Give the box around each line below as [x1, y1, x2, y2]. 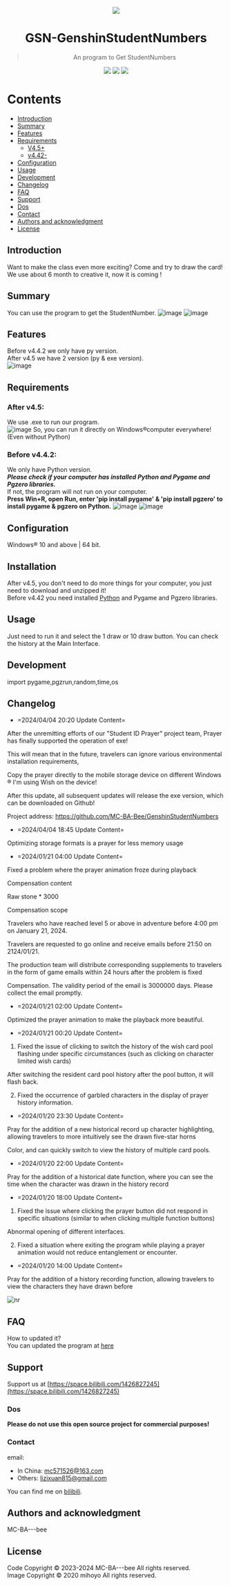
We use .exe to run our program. [7, 418, 99, 426]
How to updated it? [7, 1334, 61, 1343]
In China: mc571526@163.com [17, 1466, 104, 1475]
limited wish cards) [17, 1057, 71, 1065]
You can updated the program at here [7, 1341, 114, 1350]
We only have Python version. [7, 466, 92, 474]
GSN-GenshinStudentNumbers [25, 30, 207, 46]
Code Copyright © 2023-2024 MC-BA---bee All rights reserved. [7, 1564, 191, 1572]
